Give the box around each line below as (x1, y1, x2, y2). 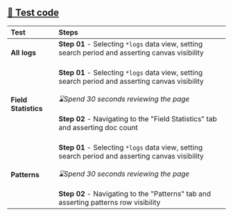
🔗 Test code (7, 7, 60, 19)
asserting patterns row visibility (58, 197, 161, 207)
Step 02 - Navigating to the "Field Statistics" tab (58, 114, 217, 123)
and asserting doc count (58, 123, 138, 132)
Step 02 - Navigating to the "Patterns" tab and (58, 188, 212, 198)
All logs (10, 48, 37, 57)
